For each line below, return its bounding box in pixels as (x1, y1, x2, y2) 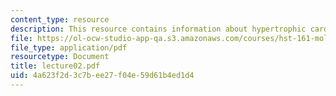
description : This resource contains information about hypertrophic (10, 24, 307, 34)
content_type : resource (10, 14, 110, 25)
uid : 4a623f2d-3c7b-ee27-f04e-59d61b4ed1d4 (10, 71, 195, 81)
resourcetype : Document (10, 52, 110, 62)
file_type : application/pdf (10, 42, 128, 53)
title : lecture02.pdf (10, 61, 101, 71)
